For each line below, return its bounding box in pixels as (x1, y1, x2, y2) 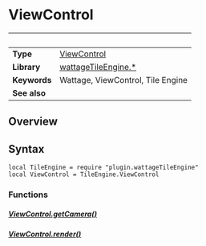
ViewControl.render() (8, 229, 82, 239)
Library (12, 61, 41, 72)
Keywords (12, 74, 52, 85)
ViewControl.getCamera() (8, 209, 98, 219)
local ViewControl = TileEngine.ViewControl (8, 170, 160, 178)
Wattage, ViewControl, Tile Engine (59, 74, 188, 85)
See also (12, 87, 46, 98)
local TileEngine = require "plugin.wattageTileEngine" (8, 163, 199, 172)
